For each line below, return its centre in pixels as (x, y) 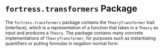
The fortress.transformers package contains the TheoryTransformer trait (80, 22)
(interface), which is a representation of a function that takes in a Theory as (82, 27)
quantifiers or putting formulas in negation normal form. (62, 43)
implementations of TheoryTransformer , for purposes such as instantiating (81, 38)
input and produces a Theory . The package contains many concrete (74, 33)
